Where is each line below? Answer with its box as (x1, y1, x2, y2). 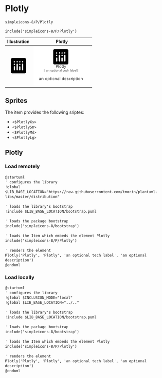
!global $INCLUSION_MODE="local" (5, 295, 73, 300)
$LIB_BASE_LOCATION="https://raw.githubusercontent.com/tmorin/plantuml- (5, 189, 158, 194)
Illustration (7, 39, 30, 44)
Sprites (5, 96, 28, 105)
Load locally (5, 274, 35, 280)
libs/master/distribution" (5, 194, 60, 199)
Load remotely (5, 163, 40, 170)
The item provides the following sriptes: (5, 109, 85, 115)
